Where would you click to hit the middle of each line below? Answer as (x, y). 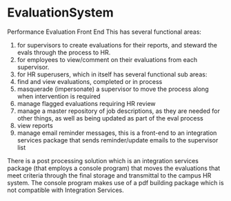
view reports (35, 125)
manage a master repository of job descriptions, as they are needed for (119, 111)
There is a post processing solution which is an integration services (103, 160)
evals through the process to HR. (64, 52)
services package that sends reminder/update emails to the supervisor (118, 140)
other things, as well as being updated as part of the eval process (110, 118)
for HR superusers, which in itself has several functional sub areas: (112, 74)
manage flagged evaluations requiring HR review (86, 103)
